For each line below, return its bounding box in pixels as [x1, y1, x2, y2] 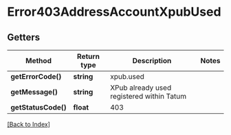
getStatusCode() [10, 103, 67, 112]
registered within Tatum [109, 92, 187, 101]
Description [132, 56, 172, 65]
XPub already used [109, 83, 172, 93]
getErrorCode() [10, 72, 62, 81]
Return [76, 52, 100, 61]
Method [25, 56, 52, 65]
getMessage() [10, 87, 58, 97]
